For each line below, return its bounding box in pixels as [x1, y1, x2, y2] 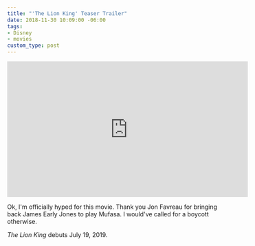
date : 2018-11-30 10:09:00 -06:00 [7, 17, 107, 23]
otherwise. [7, 218, 38, 225]
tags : [7, 23, 23, 30]
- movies [7, 36, 32, 43]
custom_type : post [7, 42, 60, 49]
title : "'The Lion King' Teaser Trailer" [7, 10, 128, 17]
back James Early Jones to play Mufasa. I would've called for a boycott [7, 210, 210, 218]
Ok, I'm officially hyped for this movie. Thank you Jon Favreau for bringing [7, 203, 218, 211]
